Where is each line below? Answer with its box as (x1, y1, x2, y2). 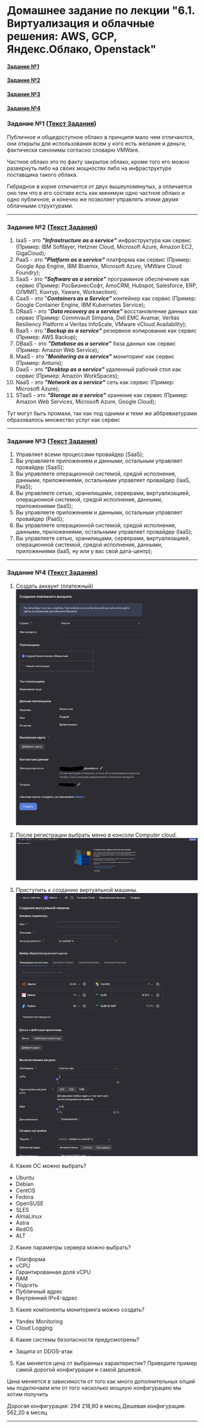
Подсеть (15, 1281, 38, 1288)
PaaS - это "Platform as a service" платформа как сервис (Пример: (15, 256, 191, 263)
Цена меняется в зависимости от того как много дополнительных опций (7, 1378, 196, 1385)
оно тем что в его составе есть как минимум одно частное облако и (7, 189, 185, 196)
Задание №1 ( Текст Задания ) (7, 120, 97, 128)
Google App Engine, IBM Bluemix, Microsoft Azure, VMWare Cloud (15, 262, 182, 270)
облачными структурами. (7, 202, 74, 209)
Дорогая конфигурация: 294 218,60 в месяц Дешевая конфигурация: (7, 1402, 186, 1409)
